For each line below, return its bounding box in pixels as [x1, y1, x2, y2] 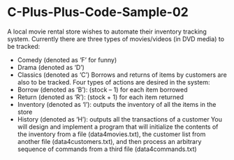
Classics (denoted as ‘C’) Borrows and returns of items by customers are [17, 71, 227, 79]
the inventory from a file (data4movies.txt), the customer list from [17, 130, 206, 138]
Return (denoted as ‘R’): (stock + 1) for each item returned [17, 92, 184, 101]
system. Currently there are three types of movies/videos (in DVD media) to [7, 34, 225, 43]
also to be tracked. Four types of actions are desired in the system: [17, 78, 211, 86]
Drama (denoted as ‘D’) [17, 63, 85, 71]
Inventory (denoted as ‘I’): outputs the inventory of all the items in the [17, 100, 217, 108]
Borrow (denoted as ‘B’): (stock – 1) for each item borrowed [17, 85, 188, 94]
